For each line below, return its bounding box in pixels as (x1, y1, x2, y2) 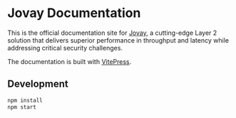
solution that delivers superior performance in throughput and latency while (7, 36, 230, 44)
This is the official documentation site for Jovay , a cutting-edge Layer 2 (7, 28, 217, 37)
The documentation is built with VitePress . (7, 57, 132, 65)
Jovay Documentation (7, 5, 141, 21)
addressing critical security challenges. (7, 43, 123, 52)
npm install (7, 97, 43, 104)
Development (7, 78, 69, 90)
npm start (7, 103, 37, 111)
